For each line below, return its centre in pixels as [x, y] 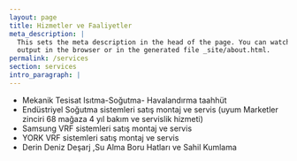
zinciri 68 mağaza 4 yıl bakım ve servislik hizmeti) [112, 119]
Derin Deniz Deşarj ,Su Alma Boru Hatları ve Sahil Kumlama [129, 147]
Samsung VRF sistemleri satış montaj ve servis [107, 128]
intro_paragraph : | [45, 75]
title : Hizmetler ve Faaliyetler [71, 26]
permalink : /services [49, 58]
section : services [43, 67]
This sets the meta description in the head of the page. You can [142, 42]
